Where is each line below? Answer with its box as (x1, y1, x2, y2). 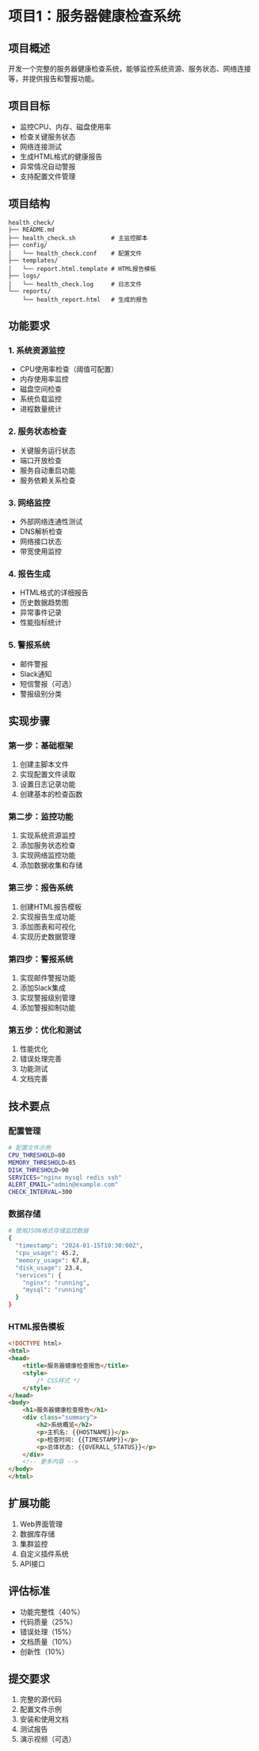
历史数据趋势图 (19, 597, 69, 608)
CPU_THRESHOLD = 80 (8, 1151, 66, 1159)
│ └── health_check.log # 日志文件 (8, 280, 143, 288)
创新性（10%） (19, 1646, 70, 1656)
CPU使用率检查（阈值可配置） (19, 365, 119, 374)
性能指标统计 (19, 617, 62, 628)
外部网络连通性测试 (19, 516, 83, 526)
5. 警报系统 (8, 640, 51, 651)
